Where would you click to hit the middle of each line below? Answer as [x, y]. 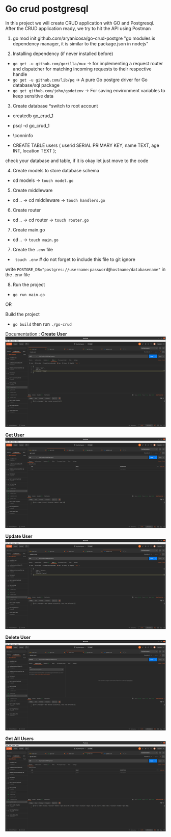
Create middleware [33, 190]
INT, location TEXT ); [34, 150]
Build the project [22, 314]
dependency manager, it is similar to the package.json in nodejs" [80, 43]
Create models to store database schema [56, 170]
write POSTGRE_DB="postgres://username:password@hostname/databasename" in [85, 269]
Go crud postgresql [47, 9]
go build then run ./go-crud [42, 324]
